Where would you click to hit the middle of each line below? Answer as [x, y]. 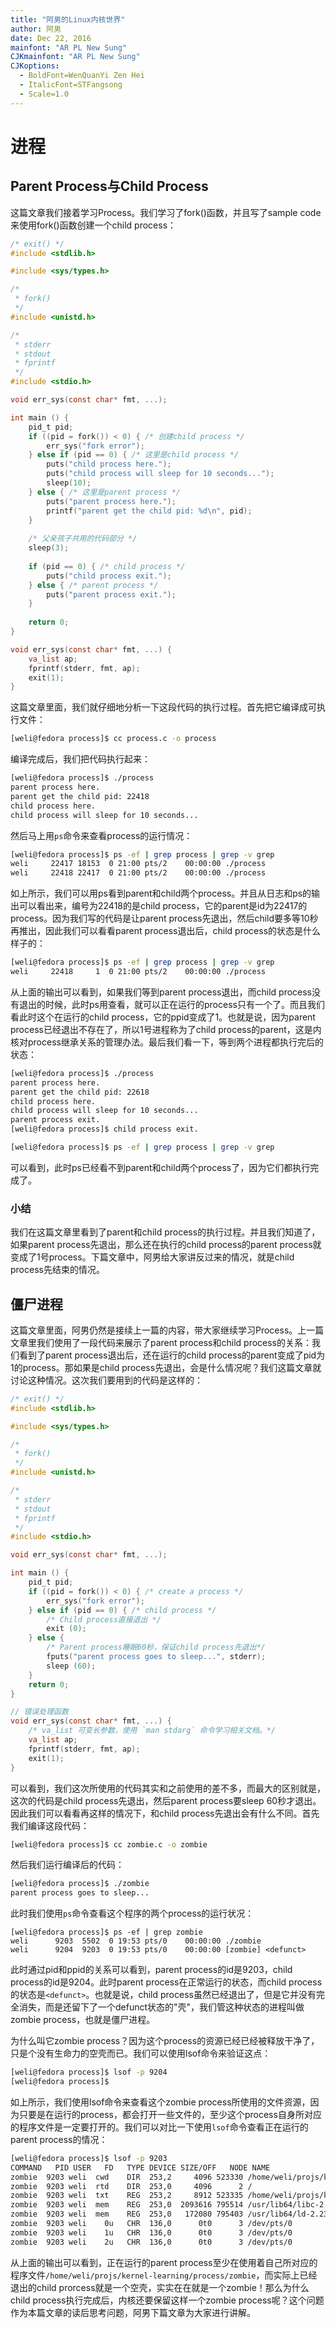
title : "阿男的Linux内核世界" [68, 19]
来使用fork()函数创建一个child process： [93, 225]
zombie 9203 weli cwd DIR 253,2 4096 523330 [127, 2177]
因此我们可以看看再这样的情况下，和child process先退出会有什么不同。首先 [165, 1813]
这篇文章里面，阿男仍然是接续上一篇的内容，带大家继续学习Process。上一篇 [167, 1330]
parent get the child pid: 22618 [80, 1092]
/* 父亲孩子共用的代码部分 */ [83, 539]
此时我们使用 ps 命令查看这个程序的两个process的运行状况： [132, 1913]
